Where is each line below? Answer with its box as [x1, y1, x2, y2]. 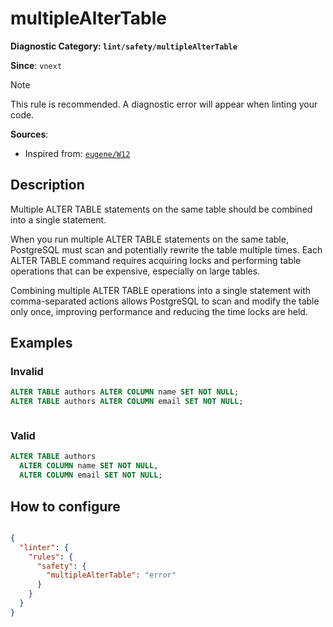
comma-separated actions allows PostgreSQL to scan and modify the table [10, 295, 320, 307]
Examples [10, 335, 73, 352]
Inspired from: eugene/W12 [24, 147, 131, 159]
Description [10, 177, 85, 194]
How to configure [10, 498, 121, 515]
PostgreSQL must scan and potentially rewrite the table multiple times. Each [10, 243, 323, 256]
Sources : [10, 128, 49, 140]
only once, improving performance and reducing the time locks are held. [10, 305, 308, 317]
